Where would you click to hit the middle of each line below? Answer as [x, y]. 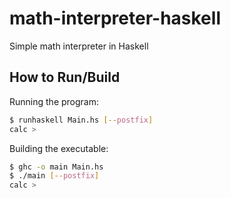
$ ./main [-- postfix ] [54, 176]
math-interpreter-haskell [115, 18]
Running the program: [54, 101]
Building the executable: [59, 148]
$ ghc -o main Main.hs [56, 167]
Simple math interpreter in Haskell [79, 46]
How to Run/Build [65, 77]
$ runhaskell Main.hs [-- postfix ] [81, 120]
